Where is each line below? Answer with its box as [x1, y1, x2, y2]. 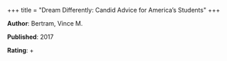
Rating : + [7, 46, 34, 54]
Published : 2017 [7, 33, 54, 41]
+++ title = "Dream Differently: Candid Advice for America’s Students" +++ [7, 6, 220, 14]
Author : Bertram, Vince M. [7, 19, 83, 27]
